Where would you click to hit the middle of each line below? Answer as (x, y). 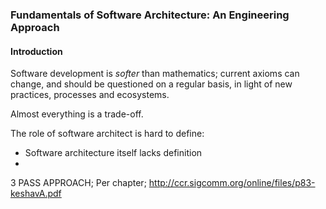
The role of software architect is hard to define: (107, 134)
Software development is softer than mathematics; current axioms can (155, 74)
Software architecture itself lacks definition (113, 153)
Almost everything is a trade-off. (77, 114)
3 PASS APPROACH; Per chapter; (78, 183)
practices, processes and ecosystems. (90, 95)
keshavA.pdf (36, 194)
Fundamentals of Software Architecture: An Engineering (150, 15)
